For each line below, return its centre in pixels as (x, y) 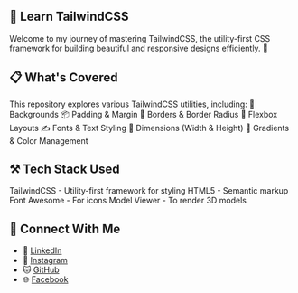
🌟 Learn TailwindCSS (69, 17)
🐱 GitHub (41, 270)
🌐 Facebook (45, 279)
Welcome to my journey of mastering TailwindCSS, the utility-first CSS (140, 38)
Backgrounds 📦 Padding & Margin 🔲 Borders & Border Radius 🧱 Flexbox (144, 114)
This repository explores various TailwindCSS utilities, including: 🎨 (132, 104)
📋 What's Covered (64, 78)
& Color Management (49, 140)
